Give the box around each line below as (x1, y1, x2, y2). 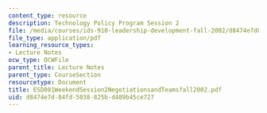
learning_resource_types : (8, 41, 94, 49)
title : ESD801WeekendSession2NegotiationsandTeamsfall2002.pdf (8, 85, 222, 94)
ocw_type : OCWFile (8, 56, 69, 64)
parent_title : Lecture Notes (8, 64, 105, 72)
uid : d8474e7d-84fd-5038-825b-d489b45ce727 (8, 93, 155, 101)
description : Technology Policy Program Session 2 (8, 19, 180, 27)
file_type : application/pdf (8, 33, 102, 42)
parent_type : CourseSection (8, 71, 102, 79)
